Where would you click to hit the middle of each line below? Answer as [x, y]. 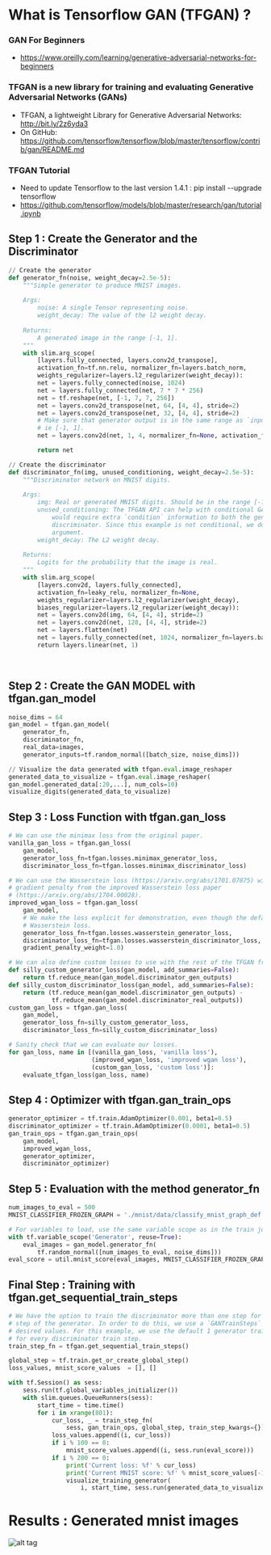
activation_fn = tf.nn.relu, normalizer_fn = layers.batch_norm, [142, 368]
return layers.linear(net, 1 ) [88, 645]
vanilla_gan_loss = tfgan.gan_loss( [70, 843]
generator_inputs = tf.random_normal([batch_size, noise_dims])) [131, 754]
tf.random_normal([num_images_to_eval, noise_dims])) [129, 1252]
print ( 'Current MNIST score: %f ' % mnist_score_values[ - [164, 1473]
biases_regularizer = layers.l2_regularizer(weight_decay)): [139, 608]
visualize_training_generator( [119, 1481]
